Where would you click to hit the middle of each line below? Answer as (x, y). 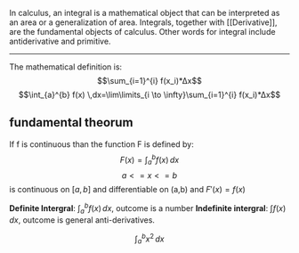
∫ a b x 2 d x (149, 239)
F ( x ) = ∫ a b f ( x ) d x (149, 160)
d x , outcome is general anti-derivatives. (82, 220)
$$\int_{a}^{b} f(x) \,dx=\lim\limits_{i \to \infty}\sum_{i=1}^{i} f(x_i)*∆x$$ (149, 94)
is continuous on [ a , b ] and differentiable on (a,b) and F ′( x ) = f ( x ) (128, 190)
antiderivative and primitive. (60, 41)
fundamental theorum (71, 122)
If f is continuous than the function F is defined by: (101, 144)
